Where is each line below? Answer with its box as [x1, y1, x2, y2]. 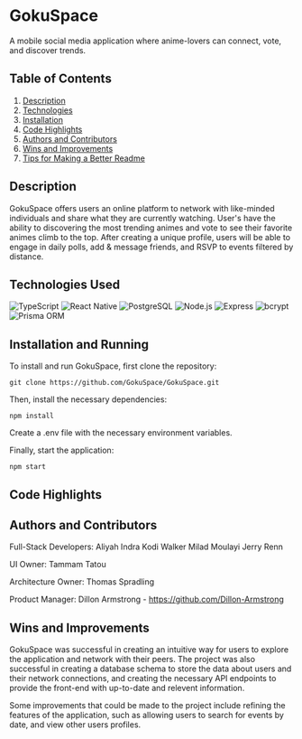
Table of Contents [9, 71, 113, 87]
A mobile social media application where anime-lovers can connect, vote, [9, 35, 282, 46]
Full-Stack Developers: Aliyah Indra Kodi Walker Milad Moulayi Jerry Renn [9, 541, 284, 552]
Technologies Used [9, 276, 120, 292]
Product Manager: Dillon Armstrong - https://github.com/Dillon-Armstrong [9, 594, 284, 605]
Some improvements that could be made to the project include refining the [9, 700, 286, 711]
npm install [9, 412, 54, 421]
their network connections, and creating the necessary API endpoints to [9, 673, 277, 684]
